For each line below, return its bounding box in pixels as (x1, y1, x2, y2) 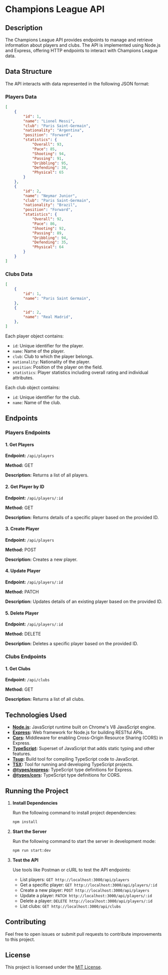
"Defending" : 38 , (32, 165, 69, 170)
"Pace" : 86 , (32, 221, 57, 226)
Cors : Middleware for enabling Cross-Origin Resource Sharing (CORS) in (12, 735, 163, 741)
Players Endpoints (5, 429, 51, 436)
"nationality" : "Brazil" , (23, 202, 78, 208)
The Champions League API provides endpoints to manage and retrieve (5, 37, 153, 43)
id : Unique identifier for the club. (12, 394, 81, 400)
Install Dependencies (12, 800, 58, 806)
